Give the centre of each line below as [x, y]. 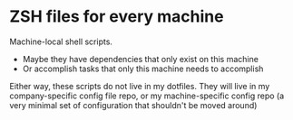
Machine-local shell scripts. [61, 42]
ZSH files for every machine [117, 17]
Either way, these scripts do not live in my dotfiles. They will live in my [140, 86]
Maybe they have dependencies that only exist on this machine [140, 59]
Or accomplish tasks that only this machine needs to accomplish [143, 69]
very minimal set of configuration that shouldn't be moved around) [133, 105]
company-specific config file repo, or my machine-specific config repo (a [147, 96]
